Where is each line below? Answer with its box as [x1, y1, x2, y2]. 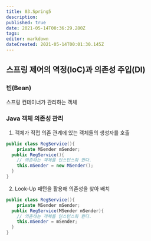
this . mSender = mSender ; [17, 219, 78, 225]
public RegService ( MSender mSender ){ [11, 207, 104, 214]
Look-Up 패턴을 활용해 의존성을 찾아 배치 [14, 185, 110, 192]
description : [6, 14, 38, 20]
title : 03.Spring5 [6, 8, 51, 15]
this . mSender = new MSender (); [17, 163, 94, 169]
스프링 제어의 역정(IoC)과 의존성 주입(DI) [6, 65, 146, 75]
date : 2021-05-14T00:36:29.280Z [6, 25, 86, 31]
